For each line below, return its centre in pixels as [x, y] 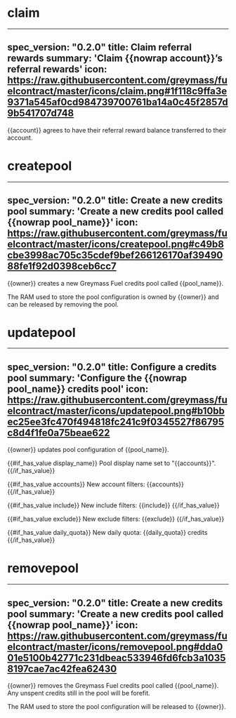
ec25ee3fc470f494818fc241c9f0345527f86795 [116, 421]
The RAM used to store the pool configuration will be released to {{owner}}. [117, 706]
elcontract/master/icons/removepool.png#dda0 [115, 647]
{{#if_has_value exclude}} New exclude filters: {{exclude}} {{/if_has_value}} [116, 519]
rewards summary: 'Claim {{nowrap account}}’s [115, 59]
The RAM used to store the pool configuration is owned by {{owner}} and [113, 297]
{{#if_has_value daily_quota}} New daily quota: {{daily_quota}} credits [107, 533]
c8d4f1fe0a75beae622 [59, 433]
